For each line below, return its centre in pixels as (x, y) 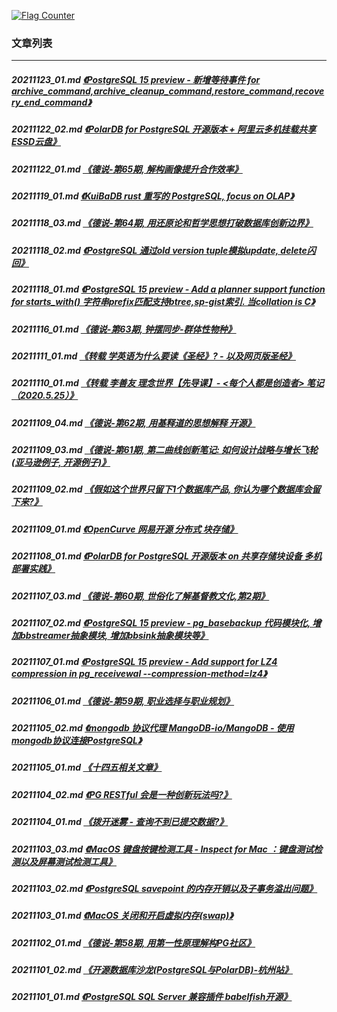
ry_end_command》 (51, 102)
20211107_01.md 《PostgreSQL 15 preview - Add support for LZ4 (144, 662)
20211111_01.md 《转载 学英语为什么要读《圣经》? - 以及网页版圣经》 (153, 356)
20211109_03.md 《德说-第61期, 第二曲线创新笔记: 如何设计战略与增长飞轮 (165, 450)
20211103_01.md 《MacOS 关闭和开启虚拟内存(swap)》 (122, 916)
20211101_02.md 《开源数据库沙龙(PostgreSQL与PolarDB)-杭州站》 (152, 970)
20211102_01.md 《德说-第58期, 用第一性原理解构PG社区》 (133, 942)
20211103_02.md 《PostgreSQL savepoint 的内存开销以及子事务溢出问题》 (164, 888)
